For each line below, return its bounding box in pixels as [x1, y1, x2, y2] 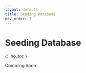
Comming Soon [5, 63, 37, 69]
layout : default [5, 7, 38, 12]
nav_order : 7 [5, 16, 32, 21]
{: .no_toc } [5, 53, 27, 59]
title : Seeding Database [5, 12, 56, 17]
